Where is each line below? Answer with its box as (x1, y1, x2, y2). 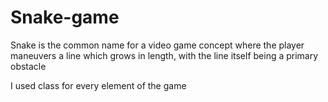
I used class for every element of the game (10, 79, 187, 91)
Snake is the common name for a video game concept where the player (10, 39, 305, 51)
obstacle (10, 60, 47, 72)
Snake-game (10, 6, 120, 29)
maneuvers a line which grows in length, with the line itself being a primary (10, 49, 319, 61)
